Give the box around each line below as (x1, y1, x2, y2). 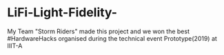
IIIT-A (7, 41, 23, 50)
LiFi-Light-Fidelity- (7, 5, 118, 20)
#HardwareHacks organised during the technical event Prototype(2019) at (7, 34, 217, 42)
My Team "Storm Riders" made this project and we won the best (7, 27, 190, 35)
